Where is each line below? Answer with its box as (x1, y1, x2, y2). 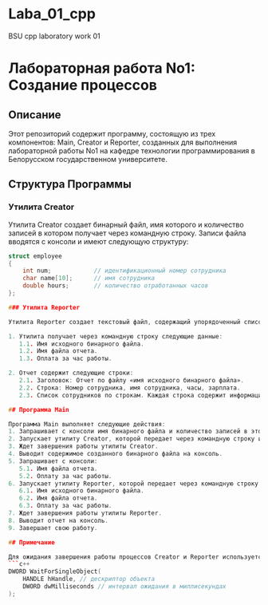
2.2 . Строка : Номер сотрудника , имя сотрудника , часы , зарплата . (18, 384, 241, 392)
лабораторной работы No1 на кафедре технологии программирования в (8, 145, 255, 156)
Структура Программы (8, 177, 132, 192)
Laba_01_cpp (8, 5, 96, 23)
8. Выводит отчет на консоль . (8, 516, 109, 524)
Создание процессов (8, 77, 158, 94)
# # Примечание (8, 538, 56, 547)
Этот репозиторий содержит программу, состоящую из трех (8, 129, 216, 138)
